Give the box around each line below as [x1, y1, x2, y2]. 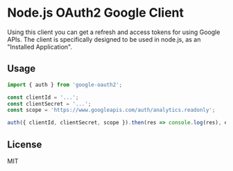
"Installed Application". [7, 42, 73, 51]
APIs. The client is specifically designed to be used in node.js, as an [7, 35, 201, 43]
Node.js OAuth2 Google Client [7, 5, 184, 21]
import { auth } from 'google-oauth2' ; [7, 81, 123, 88]
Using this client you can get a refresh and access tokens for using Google [7, 28, 221, 36]
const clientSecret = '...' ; [7, 100, 92, 107]
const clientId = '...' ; [7, 94, 79, 101]
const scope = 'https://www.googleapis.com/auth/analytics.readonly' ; [7, 106, 216, 114]
